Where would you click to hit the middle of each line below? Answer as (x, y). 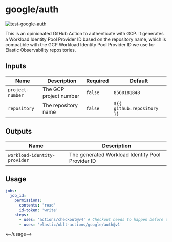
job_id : (18, 196)
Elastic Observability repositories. (41, 50)
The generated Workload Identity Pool (115, 154)
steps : (21, 215)
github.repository (136, 108)
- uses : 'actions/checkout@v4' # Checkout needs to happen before (91, 219)
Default (139, 81)
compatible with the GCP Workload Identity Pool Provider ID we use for (80, 44)
